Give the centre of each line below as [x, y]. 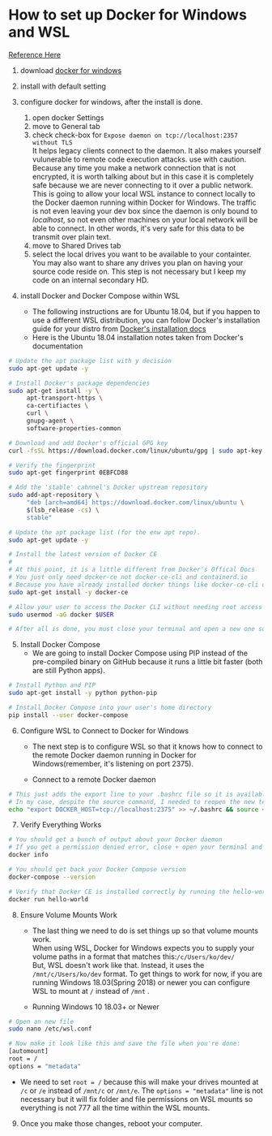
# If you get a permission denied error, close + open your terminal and [136, 847]
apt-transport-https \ [65, 398]
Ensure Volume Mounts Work [68, 914]
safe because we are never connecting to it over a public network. [142, 185]
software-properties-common [74, 428]
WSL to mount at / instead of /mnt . [91, 991]
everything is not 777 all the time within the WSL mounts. [115, 1108]
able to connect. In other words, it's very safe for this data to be [138, 228]
